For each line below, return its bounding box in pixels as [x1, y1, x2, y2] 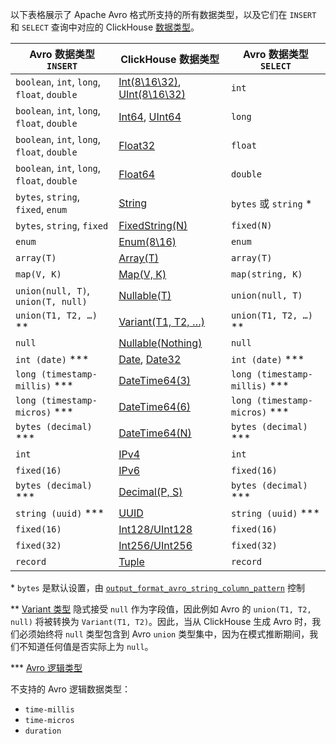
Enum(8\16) [118, 235, 177, 248]
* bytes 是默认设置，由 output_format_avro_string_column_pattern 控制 [10, 582, 305, 593]
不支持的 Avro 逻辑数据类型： [10, 683, 131, 695]
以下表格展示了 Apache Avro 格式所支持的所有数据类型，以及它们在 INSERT [10, 9, 317, 20]
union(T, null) [15, 296, 88, 307]
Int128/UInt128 [118, 523, 193, 536]
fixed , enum [15, 203, 68, 216]
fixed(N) [230, 220, 273, 231]
